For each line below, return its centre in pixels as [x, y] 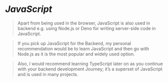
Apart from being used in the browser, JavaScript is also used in [84, 23]
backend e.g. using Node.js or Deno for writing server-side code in [87, 28]
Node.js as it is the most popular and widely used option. [76, 54]
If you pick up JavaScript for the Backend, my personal [74, 43]
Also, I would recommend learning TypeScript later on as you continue [90, 63]
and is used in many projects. [48, 74]
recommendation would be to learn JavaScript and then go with [83, 48]
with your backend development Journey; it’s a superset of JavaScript [90, 69]
